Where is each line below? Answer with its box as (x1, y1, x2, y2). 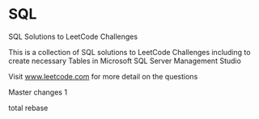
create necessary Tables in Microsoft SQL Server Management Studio (8, 56, 241, 66)
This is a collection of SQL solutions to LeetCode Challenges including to (8, 47, 251, 57)
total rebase (8, 103, 49, 113)
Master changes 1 (8, 87, 67, 97)
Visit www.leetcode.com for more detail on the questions (8, 71, 198, 81)
